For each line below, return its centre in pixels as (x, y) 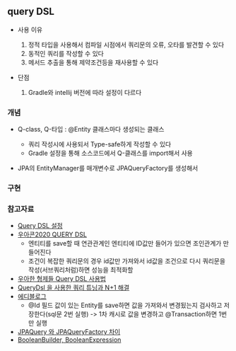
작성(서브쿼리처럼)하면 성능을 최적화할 (81, 270)
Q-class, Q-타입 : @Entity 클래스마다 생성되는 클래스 (91, 130)
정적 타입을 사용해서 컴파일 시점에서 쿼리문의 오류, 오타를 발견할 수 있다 (126, 45)
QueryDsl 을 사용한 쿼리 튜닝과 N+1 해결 (73, 288)
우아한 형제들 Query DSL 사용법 (61, 279)
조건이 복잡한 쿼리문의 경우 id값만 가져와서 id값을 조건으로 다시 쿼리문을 (127, 261)
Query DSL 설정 (40, 226)
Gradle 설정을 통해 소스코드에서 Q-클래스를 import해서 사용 (110, 153)
